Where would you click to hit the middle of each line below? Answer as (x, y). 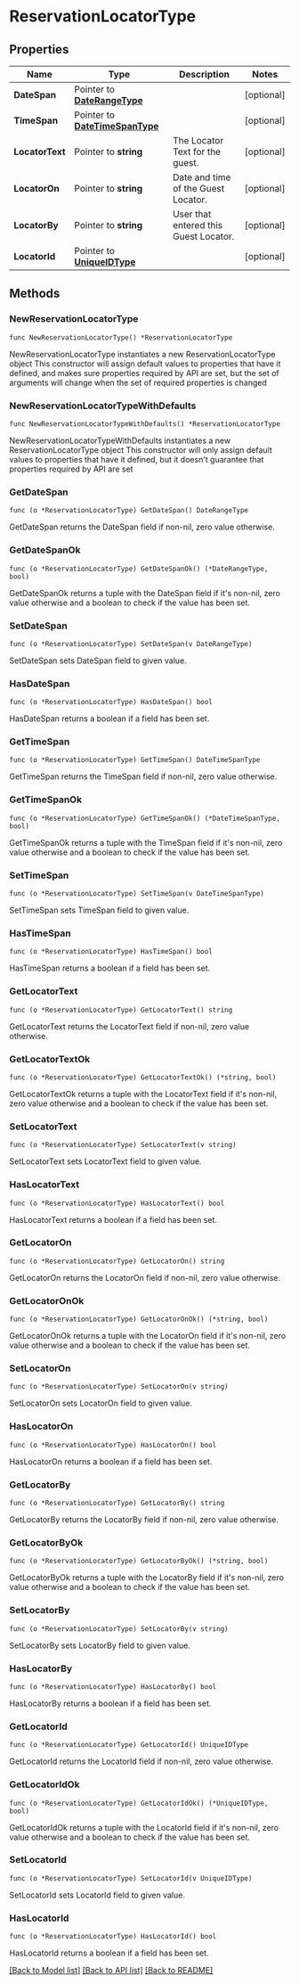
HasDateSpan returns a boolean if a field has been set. (109, 718)
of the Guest (198, 189)
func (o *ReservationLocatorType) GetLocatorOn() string (117, 1261)
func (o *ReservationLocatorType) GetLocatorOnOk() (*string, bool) (139, 1320)
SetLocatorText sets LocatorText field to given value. (105, 1161)
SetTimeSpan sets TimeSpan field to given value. (99, 910)
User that (192, 214)
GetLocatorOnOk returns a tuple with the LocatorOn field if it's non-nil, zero (148, 1336)
